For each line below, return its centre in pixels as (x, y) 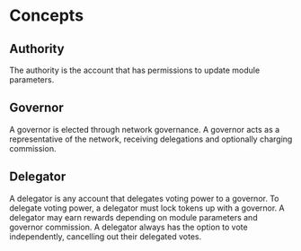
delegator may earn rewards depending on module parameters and (133, 217)
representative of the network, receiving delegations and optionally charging (151, 139)
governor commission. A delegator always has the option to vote (129, 227)
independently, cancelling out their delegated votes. (106, 236)
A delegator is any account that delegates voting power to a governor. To (144, 198)
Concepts (46, 16)
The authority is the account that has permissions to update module (135, 70)
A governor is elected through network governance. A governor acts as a (145, 129)
